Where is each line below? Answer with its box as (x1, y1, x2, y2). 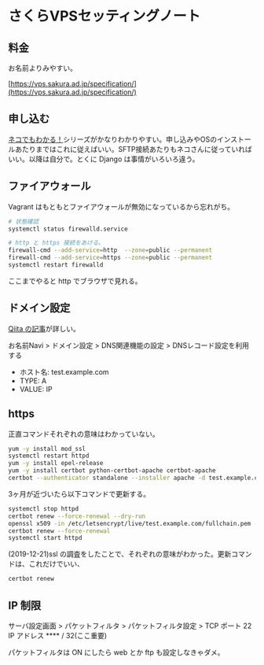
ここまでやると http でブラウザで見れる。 (8, 276, 142, 286)
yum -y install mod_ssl (8, 445, 86, 453)
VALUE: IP (19, 384, 53, 393)
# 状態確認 (8, 217, 39, 225)
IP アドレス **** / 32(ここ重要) (8, 630, 108, 640)
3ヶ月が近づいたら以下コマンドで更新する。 (8, 489, 151, 498)
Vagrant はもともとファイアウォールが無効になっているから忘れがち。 (8, 201, 235, 211)
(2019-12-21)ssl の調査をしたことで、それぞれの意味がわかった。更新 (8, 549, 232, 559)
